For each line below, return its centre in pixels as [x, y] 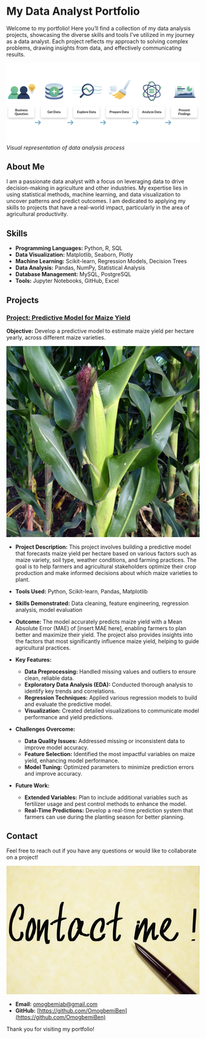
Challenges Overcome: [45, 729]
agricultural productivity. [37, 214]
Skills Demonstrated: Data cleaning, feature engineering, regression [102, 603]
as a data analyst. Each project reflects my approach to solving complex [97, 41]
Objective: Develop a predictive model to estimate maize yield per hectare [100, 331]
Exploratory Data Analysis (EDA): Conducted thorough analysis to [109, 684]
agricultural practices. [43, 647]
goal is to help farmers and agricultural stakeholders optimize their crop [106, 566]
